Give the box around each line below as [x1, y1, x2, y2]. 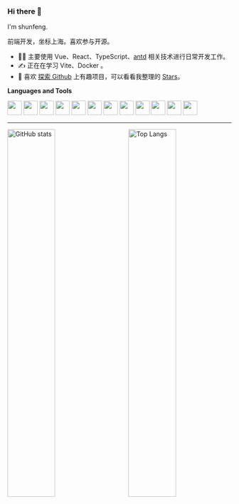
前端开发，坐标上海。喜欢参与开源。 [7, 37, 114, 46]
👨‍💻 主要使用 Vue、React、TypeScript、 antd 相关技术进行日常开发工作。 [17, 53, 230, 61]
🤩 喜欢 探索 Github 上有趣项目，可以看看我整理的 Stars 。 [17, 73, 184, 81]
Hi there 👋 [7, 6, 43, 16]
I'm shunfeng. [7, 23, 48, 31]
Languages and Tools [7, 87, 73, 95]
